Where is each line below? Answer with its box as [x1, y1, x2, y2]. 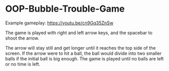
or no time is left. [5, 61, 40, 67]
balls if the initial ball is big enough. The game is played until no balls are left [5, 55, 164, 61]
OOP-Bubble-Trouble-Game [5, 3, 125, 15]
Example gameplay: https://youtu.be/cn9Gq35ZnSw [5, 20, 114, 26]
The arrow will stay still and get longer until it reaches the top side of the [5, 45, 156, 51]
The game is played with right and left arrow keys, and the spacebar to [5, 29, 153, 35]
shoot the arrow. [5, 35, 39, 41]
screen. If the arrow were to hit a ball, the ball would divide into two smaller [5, 50, 162, 56]
